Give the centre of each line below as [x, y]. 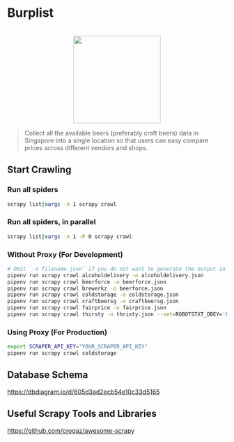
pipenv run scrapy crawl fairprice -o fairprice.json [87, 308]
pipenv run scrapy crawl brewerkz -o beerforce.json [85, 288]
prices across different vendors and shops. [86, 147]
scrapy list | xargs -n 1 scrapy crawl [62, 204]
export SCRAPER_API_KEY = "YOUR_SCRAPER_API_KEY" [78, 347]
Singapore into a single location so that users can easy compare [116, 140]
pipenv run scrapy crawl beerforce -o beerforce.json [87, 282]
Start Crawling [39, 170]
